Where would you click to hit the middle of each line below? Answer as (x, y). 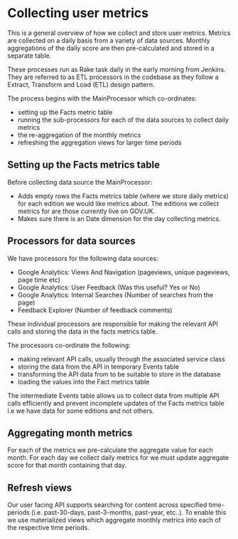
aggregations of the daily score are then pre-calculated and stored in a (111, 48)
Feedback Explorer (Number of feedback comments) (95, 310)
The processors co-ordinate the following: (69, 345)
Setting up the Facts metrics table (84, 165)
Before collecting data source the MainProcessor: (80, 182)
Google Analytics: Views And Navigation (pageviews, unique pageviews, (124, 272)
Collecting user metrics (78, 13)
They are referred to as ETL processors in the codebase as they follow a (113, 77)
